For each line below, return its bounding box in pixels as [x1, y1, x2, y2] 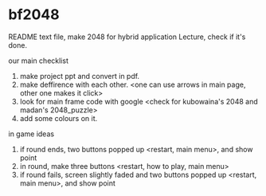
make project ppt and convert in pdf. [19, 71, 140, 80]
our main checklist [8, 56, 69, 65]
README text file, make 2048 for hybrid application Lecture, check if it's [8, 32, 246, 41]
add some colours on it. [19, 113, 98, 123]
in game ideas [8, 129, 54, 139]
